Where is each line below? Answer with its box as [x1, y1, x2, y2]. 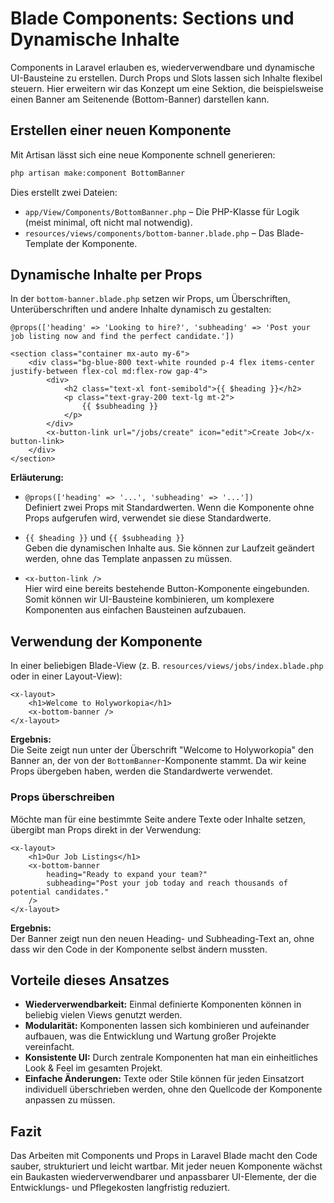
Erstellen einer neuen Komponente [10, 122, 232, 139]
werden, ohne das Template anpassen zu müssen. [24, 553, 233, 565]
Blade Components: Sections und [10, 7, 295, 30]
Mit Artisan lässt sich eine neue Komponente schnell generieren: [10, 148, 276, 161]
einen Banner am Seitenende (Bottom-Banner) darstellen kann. [10, 93, 270, 105]
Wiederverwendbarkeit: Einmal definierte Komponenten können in [24, 998, 302, 1011]
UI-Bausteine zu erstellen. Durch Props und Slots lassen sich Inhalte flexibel [10, 72, 323, 84]
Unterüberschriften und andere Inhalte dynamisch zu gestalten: [10, 303, 272, 316]
